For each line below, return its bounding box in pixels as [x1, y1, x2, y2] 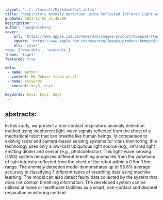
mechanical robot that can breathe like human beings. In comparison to [5, 133, 147, 139]
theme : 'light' [5, 52, 36, 57]
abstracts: [5, 110, 37, 118]
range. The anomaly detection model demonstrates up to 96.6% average [5, 164, 150, 170]
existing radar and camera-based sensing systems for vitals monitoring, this [5, 138, 157, 144]
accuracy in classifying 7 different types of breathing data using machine [5, 169, 151, 175]
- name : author [7, 70, 38, 75]
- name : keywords [7, 79, 42, 84]
